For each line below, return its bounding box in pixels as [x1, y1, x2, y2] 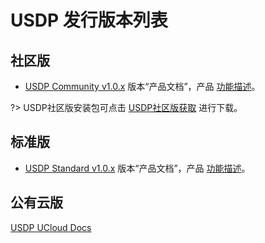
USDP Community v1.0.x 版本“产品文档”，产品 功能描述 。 [24, 81, 261, 92]
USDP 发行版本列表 [10, 9, 168, 32]
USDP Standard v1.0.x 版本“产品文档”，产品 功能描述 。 [24, 162, 251, 174]
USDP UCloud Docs [10, 221, 92, 233]
